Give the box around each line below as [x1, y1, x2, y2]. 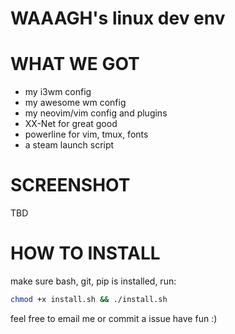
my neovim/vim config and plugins [24, 107, 168, 119]
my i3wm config [24, 86, 92, 98]
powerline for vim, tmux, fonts [24, 128, 149, 141]
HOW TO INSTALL [10, 242, 161, 265]
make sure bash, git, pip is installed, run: [10, 275, 177, 287]
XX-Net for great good [24, 118, 118, 130]
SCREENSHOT [10, 174, 131, 197]
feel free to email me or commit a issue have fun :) [10, 312, 218, 324]
